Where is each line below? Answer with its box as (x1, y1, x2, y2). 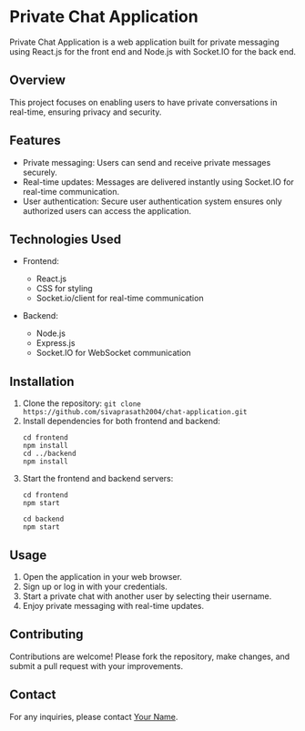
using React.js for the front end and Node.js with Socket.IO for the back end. (9, 46, 297, 56)
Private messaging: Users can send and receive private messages (22, 157, 271, 168)
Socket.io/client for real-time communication (36, 293, 204, 304)
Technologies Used (9, 231, 121, 247)
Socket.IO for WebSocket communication (36, 348, 191, 359)
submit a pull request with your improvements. (9, 660, 184, 671)
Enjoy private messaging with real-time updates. (22, 601, 205, 611)
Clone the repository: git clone (22, 398, 141, 409)
